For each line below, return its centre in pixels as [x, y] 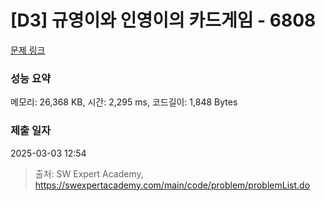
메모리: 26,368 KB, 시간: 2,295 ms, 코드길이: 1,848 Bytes [124, 102]
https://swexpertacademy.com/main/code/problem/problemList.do [172, 185]
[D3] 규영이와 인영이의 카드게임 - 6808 [163, 20]
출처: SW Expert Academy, [89, 173]
